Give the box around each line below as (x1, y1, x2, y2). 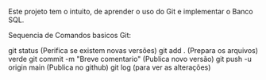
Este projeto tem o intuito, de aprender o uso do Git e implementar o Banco (8, 7, 253, 16)
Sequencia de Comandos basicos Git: (8, 31, 132, 40)
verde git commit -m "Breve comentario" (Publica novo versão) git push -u (8, 55, 252, 63)
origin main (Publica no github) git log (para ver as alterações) (8, 63, 211, 72)
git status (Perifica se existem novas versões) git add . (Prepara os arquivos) (8, 46, 259, 55)
